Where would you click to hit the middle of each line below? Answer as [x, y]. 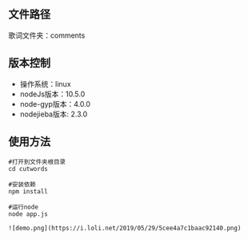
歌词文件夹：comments [47, 35]
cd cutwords [28, 169]
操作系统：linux [45, 83]
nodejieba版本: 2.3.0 [54, 114]
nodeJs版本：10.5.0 [52, 94]
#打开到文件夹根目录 [37, 162]
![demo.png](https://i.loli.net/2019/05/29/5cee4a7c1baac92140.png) [125, 228]
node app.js [28, 214]
